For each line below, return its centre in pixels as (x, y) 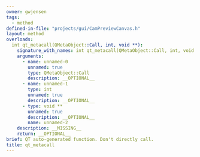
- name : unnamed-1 (45, 84)
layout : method (25, 34)
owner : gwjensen (26, 12)
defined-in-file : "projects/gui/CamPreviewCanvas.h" (73, 28)
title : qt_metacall (31, 145)
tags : (13, 17)
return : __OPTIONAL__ (44, 134)
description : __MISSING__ (49, 128)
